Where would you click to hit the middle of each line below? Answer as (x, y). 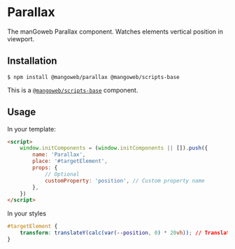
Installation (32, 61)
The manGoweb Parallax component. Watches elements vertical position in (115, 31)
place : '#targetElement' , (70, 162)
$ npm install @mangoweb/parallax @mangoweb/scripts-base (93, 77)
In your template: (31, 129)
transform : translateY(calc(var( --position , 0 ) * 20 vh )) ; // (111, 233)
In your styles (27, 213)
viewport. (21, 38)
